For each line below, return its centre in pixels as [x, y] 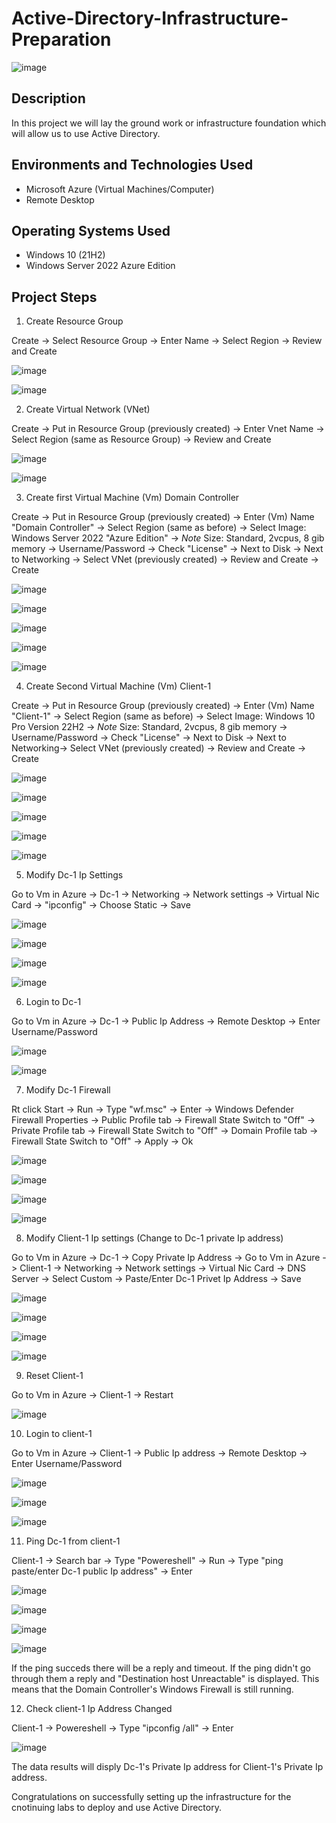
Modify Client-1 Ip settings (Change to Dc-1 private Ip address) [154, 1238]
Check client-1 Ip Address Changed [99, 1709]
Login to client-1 [59, 1434]
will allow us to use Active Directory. [86, 133]
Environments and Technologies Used [132, 165]
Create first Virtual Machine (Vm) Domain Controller [132, 498]
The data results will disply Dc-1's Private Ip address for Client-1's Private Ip [167, 1767]
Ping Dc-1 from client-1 [73, 1541]
